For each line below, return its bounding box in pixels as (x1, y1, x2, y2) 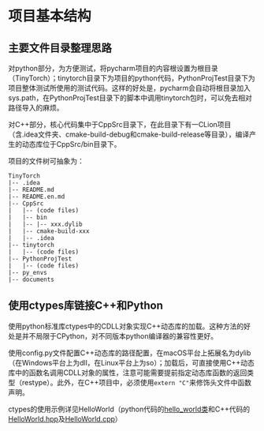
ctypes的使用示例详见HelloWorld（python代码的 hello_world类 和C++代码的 (8, 404, 251, 414)
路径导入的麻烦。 (8, 103, 64, 112)
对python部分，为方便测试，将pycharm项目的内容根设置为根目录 (8, 64, 218, 73)
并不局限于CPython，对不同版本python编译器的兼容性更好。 (21, 331, 218, 340)
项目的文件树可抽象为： (8, 156, 84, 166)
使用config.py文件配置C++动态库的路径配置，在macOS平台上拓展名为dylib (8, 348, 251, 358)
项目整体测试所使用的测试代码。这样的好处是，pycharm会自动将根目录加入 (8, 84, 251, 92)
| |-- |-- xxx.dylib (8, 220, 83, 228)
